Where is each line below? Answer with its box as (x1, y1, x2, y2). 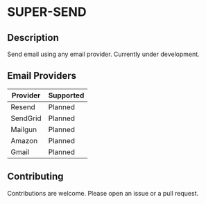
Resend (10, 102, 36, 111)
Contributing (7, 171, 64, 183)
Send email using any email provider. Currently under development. (7, 50, 200, 58)
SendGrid (10, 113, 42, 123)
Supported (48, 91, 85, 100)
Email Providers (7, 70, 76, 82)
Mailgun (10, 124, 37, 134)
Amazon (10, 136, 38, 145)
